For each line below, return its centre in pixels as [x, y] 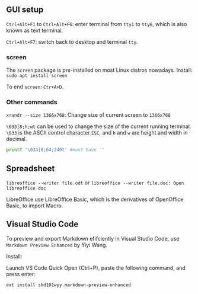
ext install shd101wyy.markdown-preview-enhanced [69, 285]
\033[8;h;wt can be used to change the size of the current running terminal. [99, 126]
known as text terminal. [35, 30]
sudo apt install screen [37, 76]
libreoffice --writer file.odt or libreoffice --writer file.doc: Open [95, 183]
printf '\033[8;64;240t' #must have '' [55, 150]
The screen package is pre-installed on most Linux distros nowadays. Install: [99, 70]
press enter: [21, 274]
